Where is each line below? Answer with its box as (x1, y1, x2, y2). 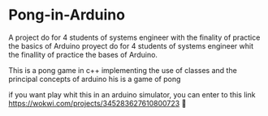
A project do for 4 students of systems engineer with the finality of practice (8, 32, 261, 42)
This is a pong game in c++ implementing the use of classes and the (8, 65, 237, 75)
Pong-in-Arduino (8, 6, 126, 24)
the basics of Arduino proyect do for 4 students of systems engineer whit (8, 41, 254, 50)
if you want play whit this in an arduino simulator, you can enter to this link (8, 89, 256, 99)
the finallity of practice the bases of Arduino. (8, 49, 158, 59)
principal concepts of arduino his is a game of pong (8, 74, 181, 84)
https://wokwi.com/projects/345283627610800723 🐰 (8, 98, 187, 108)
